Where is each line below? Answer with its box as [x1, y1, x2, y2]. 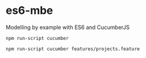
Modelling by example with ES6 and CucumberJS [5, 24, 130, 31]
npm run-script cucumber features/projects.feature [5, 46, 140, 52]
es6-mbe [5, 4, 53, 18]
